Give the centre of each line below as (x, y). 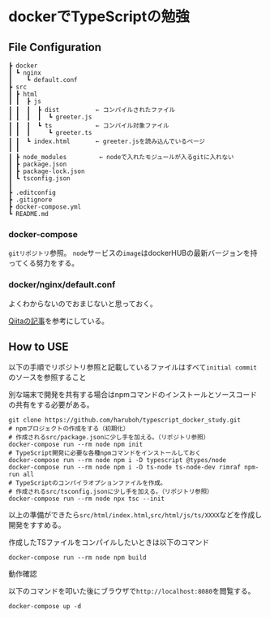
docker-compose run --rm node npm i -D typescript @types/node (118, 460)
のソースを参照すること (47, 378)
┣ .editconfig (32, 192)
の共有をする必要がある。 (51, 405)
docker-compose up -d (45, 607)
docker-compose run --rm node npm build (78, 558)
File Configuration (55, 47)
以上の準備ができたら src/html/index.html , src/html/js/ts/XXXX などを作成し (135, 515)
